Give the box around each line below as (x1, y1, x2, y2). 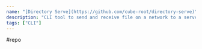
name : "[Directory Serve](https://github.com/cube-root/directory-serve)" (6, 8, 198, 15)
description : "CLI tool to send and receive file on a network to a (6, 14, 182, 20)
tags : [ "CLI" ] (6, 20, 42, 26)
